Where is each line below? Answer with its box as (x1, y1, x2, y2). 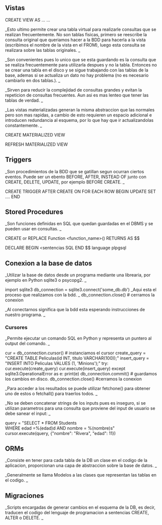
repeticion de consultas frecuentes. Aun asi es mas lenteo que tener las (5, 92, 149, 98)
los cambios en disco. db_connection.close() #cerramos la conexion (5, 376, 142, 382)
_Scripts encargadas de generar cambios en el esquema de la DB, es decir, (5, 504, 156, 510)
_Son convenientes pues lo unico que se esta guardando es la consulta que (5, 56, 157, 63)
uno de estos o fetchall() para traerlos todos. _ (5, 390, 98, 396)
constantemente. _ (5, 122, 42, 128)
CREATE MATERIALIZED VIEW (5, 132, 66, 137)
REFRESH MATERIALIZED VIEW (5, 141, 68, 147)
